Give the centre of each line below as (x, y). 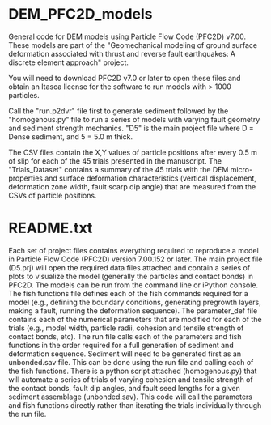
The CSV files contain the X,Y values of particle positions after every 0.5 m (133, 152)
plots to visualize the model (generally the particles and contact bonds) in (131, 276)
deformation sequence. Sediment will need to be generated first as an (125, 354)
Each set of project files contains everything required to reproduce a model (133, 250)
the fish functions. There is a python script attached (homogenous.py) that (133, 371)
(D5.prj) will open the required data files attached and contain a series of (129, 267)
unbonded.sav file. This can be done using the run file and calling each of (131, 362)
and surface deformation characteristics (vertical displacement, (150, 178)
